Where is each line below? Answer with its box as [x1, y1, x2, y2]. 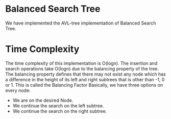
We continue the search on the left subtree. [12, 103, 104, 109]
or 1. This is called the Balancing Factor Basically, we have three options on [5, 82, 163, 88]
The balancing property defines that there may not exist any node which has [5, 71, 166, 77]
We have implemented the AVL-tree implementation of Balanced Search [5, 20, 156, 26]
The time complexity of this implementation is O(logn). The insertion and [5, 60, 158, 66]
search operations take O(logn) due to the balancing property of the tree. [5, 65, 159, 72]
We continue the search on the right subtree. [12, 108, 107, 114]
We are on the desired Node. [12, 97, 74, 103]
